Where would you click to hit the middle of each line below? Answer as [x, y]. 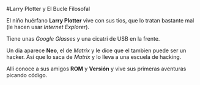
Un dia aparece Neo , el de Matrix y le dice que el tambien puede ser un [96, 50]
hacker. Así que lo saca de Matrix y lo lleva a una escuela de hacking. [94, 57]
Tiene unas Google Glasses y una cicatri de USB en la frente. [83, 39]
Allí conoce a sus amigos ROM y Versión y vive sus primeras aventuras [96, 69]
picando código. [27, 75]
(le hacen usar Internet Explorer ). [48, 27]
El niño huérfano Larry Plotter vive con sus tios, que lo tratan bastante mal [100, 20]
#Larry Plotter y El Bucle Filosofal [48, 9]
